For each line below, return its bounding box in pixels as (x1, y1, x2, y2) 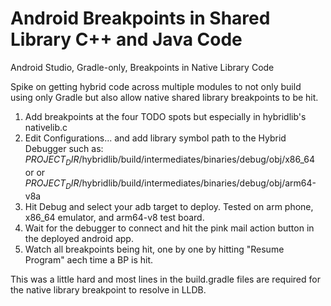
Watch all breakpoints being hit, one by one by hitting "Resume (24, 243, 285, 255)
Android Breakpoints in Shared (10, 7, 271, 30)
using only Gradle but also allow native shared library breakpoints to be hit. (10, 91, 319, 103)
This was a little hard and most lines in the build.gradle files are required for (10, 273, 321, 285)
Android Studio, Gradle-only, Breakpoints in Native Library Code (10, 61, 275, 73)
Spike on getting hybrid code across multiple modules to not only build (10, 80, 302, 92)
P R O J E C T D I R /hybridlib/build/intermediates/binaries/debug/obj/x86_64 (24, 153, 316, 167)
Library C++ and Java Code (10, 28, 243, 51)
